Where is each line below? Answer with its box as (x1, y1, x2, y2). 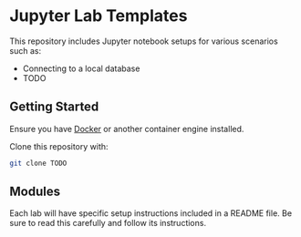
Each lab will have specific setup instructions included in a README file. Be (9, 208, 293, 219)
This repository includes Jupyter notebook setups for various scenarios (9, 36, 278, 46)
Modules (9, 184, 61, 200)
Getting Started (9, 99, 99, 115)
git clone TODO (9, 159, 67, 168)
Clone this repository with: (9, 140, 109, 151)
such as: (9, 45, 42, 56)
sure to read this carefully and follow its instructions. (9, 218, 207, 229)
